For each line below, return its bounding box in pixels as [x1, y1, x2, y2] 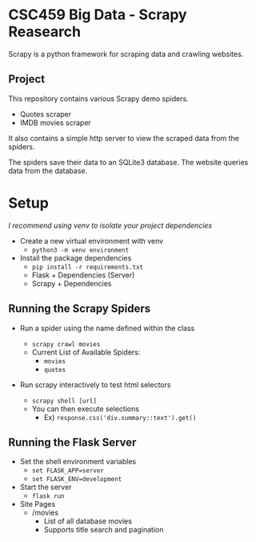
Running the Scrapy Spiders [8, 302, 151, 316]
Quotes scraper [19, 109, 72, 119]
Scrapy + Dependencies [31, 278, 112, 288]
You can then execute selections [31, 403, 140, 414]
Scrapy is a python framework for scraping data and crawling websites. [8, 49, 244, 59]
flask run [31, 492, 66, 500]
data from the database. [8, 166, 88, 176]
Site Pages [19, 500, 56, 509]
